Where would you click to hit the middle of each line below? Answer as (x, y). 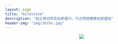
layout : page (18, 9)
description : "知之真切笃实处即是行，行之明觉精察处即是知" (59, 18)
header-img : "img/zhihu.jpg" (34, 23)
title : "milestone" (25, 14)
